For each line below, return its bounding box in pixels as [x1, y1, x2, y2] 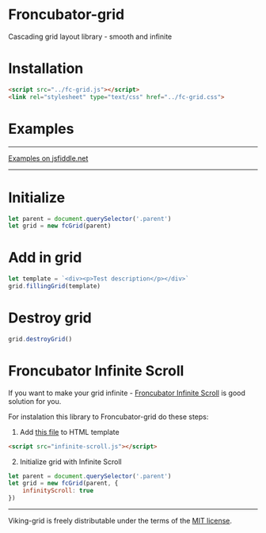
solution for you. [8, 396, 62, 405]
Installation [8, 59, 84, 78]
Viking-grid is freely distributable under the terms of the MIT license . [8, 516, 232, 526]
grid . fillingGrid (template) [8, 283, 101, 291]
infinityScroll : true [22, 487, 93, 495]
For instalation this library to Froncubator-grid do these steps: [8, 412, 209, 421]
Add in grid [8, 249, 82, 267]
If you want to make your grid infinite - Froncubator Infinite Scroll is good [8, 388, 245, 398]
